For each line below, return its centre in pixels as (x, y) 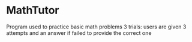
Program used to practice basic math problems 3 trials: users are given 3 (96, 27)
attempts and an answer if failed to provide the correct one (79, 33)
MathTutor (33, 10)
